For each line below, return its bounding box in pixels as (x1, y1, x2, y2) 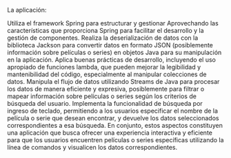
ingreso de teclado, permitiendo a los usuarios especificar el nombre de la (7, 106, 219, 115)
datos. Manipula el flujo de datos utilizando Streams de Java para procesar (7, 78, 220, 85)
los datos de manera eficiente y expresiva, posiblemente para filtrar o (7, 85, 205, 93)
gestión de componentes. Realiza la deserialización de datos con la (7, 34, 199, 42)
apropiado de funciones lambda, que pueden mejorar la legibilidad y (7, 63, 201, 71)
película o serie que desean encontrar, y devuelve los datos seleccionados (7, 114, 219, 122)
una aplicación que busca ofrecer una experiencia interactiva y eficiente (7, 128, 212, 137)
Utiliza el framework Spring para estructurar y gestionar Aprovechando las (7, 19, 219, 27)
